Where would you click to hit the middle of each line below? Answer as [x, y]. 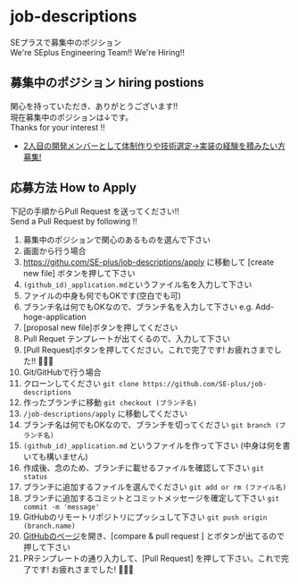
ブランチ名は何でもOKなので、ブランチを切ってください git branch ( [151, 424]
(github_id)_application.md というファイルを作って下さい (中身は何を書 [157, 445]
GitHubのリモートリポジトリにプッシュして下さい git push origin [145, 517]
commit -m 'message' [61, 507]
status [35, 477]
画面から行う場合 [54, 250]
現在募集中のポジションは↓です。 [72, 117]
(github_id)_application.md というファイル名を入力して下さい [137, 284]
